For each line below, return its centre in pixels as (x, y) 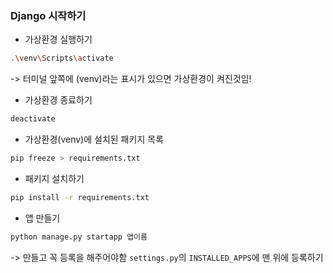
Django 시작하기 (48, 15)
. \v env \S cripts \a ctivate (62, 58)
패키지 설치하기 (54, 178)
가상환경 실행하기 (58, 39)
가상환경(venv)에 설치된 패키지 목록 (94, 139)
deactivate (33, 119)
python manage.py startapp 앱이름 (79, 237)
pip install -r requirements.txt (80, 197)
